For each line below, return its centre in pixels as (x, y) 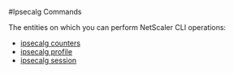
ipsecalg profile (46, 52)
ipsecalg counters (50, 43)
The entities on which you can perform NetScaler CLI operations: (117, 27)
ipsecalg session (48, 60)
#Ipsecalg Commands (45, 12)
